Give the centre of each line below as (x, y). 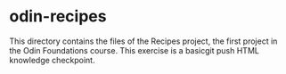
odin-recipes (58, 16)
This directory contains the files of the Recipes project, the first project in (143, 41)
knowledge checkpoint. (52, 60)
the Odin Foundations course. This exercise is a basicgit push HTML (135, 50)
